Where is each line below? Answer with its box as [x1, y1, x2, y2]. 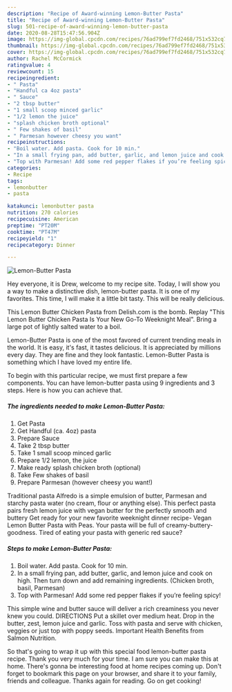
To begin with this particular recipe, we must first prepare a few [7, 372, 188, 380]
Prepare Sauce [17, 434, 60, 443]
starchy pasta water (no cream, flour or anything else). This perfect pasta [7, 499, 216, 507]
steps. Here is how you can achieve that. [7, 386, 123, 394]
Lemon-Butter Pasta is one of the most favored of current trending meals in [7, 336, 222, 345]
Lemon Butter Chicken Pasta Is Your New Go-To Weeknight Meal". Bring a [7, 316, 217, 324]
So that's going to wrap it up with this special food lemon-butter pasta [7, 648, 206, 656]
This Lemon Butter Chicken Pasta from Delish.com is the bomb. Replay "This [7, 308, 225, 316]
